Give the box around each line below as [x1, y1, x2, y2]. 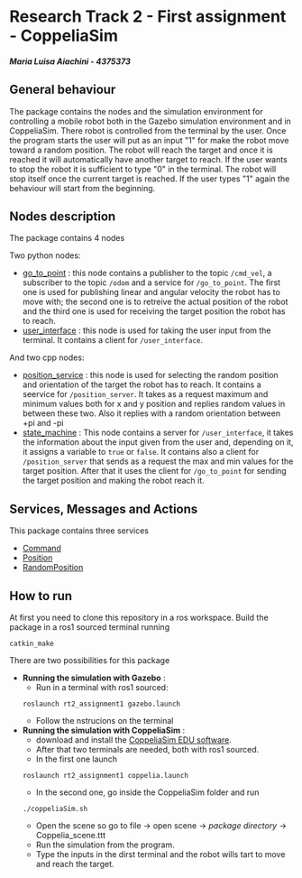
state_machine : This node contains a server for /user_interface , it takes [22, 427, 294, 439]
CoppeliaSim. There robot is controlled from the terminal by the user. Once [9, 125, 287, 136]
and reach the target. [35, 859, 114, 870]
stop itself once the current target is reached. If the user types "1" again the [9, 173, 290, 184]
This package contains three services [9, 525, 150, 536]
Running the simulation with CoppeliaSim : [22, 725, 186, 736]
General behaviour [9, 82, 116, 97]
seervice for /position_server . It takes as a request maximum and [22, 389, 269, 400]
